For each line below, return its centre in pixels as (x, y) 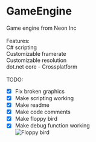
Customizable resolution (37, 60)
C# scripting (22, 47)
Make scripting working (44, 98)
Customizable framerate (36, 53)
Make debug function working (53, 126)
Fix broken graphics (40, 91)
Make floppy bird (36, 119)
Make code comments (43, 112)
